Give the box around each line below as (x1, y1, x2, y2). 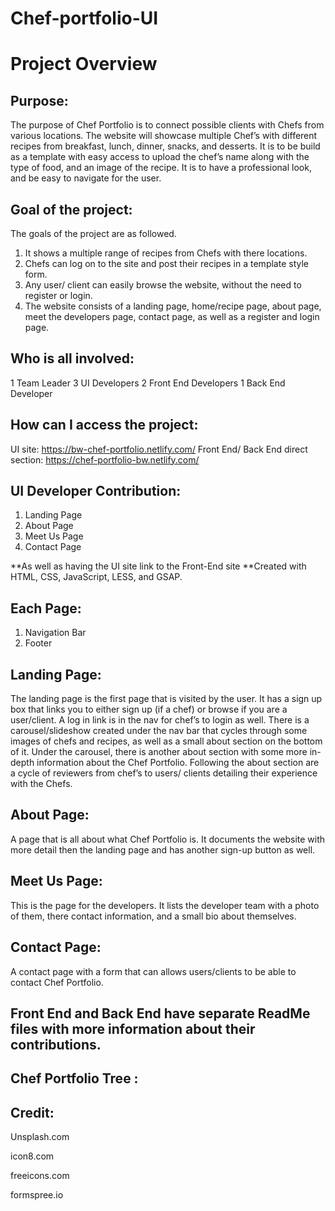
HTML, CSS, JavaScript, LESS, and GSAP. (10, 571, 183, 583)
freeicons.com (10, 1170, 70, 1182)
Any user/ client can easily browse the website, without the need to (24, 279, 302, 291)
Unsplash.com (10, 1131, 70, 1143)
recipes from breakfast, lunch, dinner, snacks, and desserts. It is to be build (10, 140, 321, 152)
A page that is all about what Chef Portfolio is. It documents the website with (10, 833, 326, 845)
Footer (24, 637, 53, 649)
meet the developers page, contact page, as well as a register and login (24, 311, 320, 322)
